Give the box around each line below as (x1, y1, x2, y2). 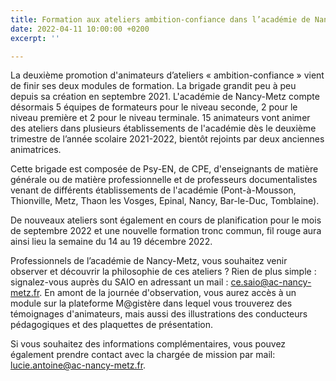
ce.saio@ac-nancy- (230, 276, 312, 288)
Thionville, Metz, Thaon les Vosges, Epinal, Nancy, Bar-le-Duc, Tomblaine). (10, 195, 320, 207)
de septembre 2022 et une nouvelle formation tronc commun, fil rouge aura (10, 225, 322, 237)
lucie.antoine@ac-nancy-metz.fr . (10, 359, 147, 371)
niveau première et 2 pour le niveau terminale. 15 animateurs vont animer (10, 112, 311, 124)
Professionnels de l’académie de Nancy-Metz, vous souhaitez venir (10, 255, 288, 267)
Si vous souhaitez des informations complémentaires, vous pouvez (10, 338, 287, 350)
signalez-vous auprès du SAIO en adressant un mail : (10, 276, 229, 288)
